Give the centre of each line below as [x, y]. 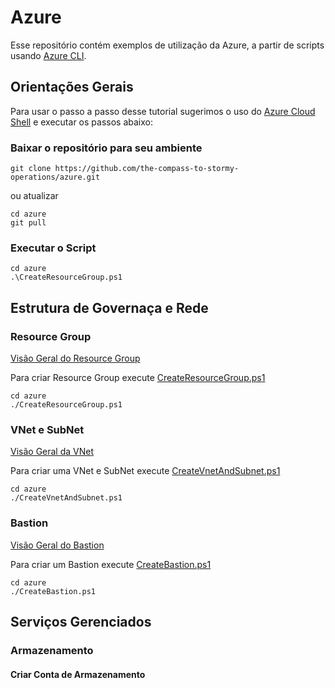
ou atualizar [34, 196]
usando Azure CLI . [48, 55]
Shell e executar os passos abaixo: [81, 122]
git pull [28, 223]
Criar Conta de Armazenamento [78, 674]
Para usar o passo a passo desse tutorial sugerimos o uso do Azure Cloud [163, 111]
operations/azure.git [55, 177]
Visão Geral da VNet [52, 452]
